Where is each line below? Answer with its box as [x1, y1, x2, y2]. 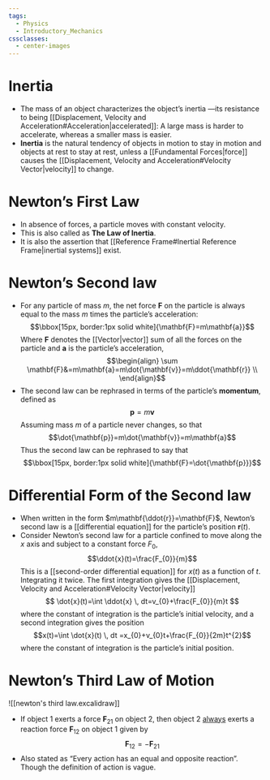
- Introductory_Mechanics [15, 27, 104, 35]
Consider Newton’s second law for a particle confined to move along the [19, 530, 262, 540]
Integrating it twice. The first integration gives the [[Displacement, [19, 575, 241, 584]
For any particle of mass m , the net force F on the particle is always [19, 300, 246, 310]
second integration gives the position [19, 618, 144, 627]
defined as [19, 394, 57, 404]
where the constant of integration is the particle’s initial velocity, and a [19, 609, 254, 618]
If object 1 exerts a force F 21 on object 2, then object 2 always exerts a [19, 713, 255, 726]
